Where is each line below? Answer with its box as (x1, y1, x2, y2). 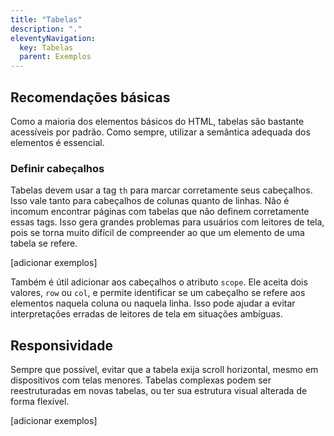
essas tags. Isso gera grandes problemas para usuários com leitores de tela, (10, 216, 325, 228)
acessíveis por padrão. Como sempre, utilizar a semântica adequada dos (10, 126, 311, 138)
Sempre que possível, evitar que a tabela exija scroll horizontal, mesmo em (10, 364, 319, 376)
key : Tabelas (19, 42, 74, 53)
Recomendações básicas (10, 89, 171, 106)
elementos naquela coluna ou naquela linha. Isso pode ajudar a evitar (10, 297, 296, 310)
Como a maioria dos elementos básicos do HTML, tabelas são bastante (10, 115, 305, 127)
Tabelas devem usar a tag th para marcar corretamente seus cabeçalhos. (10, 184, 313, 196)
